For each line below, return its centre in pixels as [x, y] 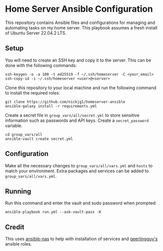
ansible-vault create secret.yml [39, 139]
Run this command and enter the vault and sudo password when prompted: [81, 203]
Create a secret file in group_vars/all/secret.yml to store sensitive [72, 115]
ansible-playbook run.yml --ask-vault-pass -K [53, 212]
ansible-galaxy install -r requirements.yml [51, 106]
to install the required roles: [32, 93]
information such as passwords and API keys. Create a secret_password [77, 120]
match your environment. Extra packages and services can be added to [77, 171]
